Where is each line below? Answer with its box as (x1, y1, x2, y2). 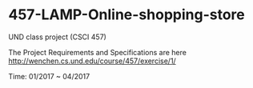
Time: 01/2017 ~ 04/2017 (8, 71, 90, 81)
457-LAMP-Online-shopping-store (8, 6, 246, 24)
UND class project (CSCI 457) (8, 32, 106, 42)
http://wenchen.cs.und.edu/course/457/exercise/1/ (8, 56, 176, 66)
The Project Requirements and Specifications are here (8, 47, 187, 57)
